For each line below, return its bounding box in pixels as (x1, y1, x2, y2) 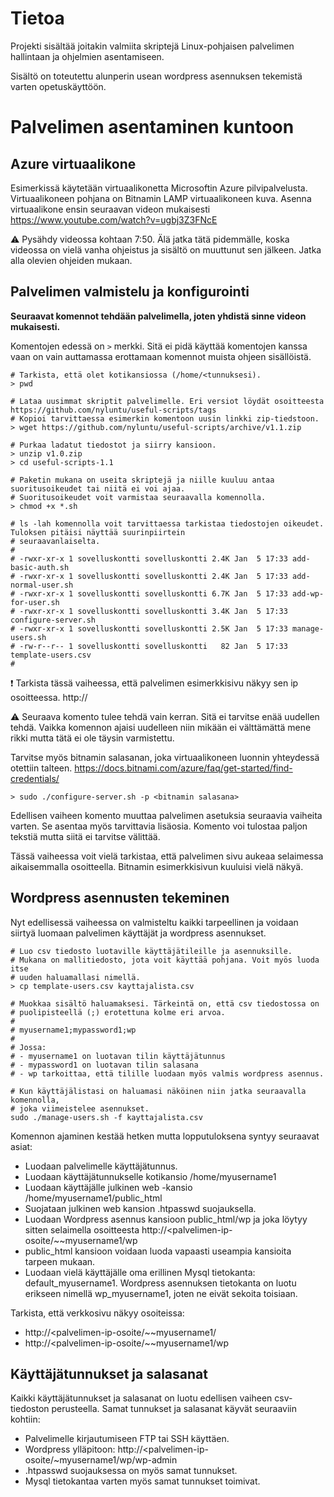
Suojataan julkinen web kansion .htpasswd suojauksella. (24, 1202, 257, 1214)
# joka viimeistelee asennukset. (10, 1103, 150, 1114)
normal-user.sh (10, 580, 74, 590)
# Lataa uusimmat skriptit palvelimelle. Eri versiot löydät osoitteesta (10, 396, 325, 406)
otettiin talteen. (10, 762, 73, 774)
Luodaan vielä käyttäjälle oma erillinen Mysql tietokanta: (24, 1266, 256, 1278)
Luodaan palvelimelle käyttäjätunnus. (24, 1160, 178, 1172)
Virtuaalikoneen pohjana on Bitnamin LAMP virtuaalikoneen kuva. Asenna (10, 192, 312, 204)
